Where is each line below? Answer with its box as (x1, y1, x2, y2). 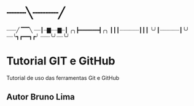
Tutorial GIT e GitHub (6, 54, 115, 68)
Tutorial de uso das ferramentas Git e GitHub (6, 74, 120, 82)
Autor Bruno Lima (6, 92, 76, 102)
